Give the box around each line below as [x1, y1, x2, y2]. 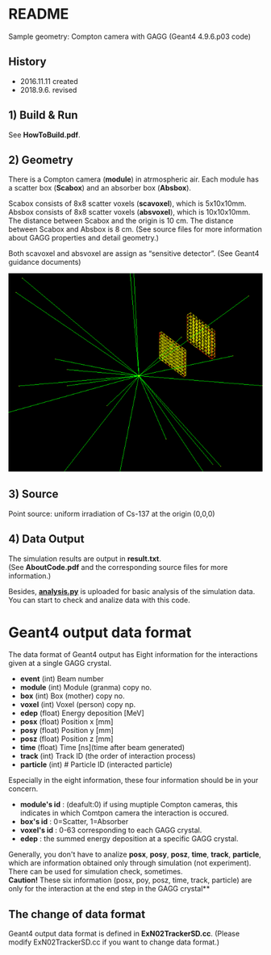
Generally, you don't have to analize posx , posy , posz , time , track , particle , [8, 849, 262, 860]
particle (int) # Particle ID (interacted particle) [19, 760, 173, 769]
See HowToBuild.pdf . [8, 130, 81, 140]
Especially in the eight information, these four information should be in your [8, 776, 259, 785]
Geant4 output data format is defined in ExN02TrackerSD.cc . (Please [8, 929, 240, 939]
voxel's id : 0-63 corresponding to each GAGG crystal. [19, 825, 202, 836]
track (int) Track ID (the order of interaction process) [19, 752, 196, 761]
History [8, 55, 47, 69]
